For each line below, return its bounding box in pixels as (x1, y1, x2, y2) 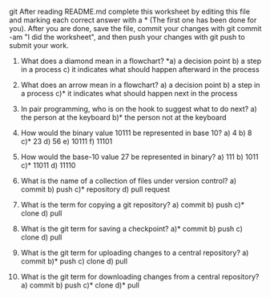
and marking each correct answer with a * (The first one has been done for (9, 15, 257, 25)
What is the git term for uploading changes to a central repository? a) (20, 248, 249, 257)
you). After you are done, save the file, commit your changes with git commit (9, 24, 262, 33)
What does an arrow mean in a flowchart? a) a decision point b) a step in (20, 80, 260, 89)
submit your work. (9, 41, 69, 50)
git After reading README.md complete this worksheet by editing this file (9, 7, 251, 16)
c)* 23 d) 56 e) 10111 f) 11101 (20, 137, 113, 146)
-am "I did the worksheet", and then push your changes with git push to (9, 32, 245, 42)
